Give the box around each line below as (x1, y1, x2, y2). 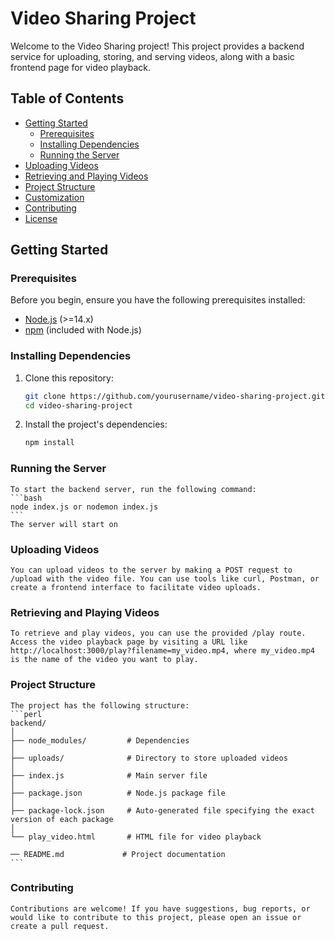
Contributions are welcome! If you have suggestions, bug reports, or (10, 903, 311, 914)
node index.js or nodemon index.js (10, 502, 159, 512)
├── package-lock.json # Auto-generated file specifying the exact (10, 805, 315, 816)
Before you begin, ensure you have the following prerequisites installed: (10, 294, 306, 306)
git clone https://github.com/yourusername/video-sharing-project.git (24, 391, 326, 401)
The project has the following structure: (10, 700, 190, 711)
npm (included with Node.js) (24, 324, 142, 336)
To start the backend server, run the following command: (10, 484, 257, 494)
